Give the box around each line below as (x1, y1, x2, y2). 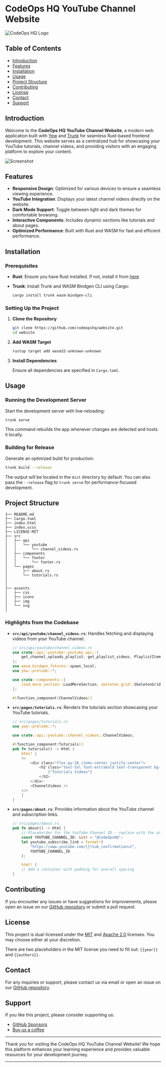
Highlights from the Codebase (5, 619, 79, 626)
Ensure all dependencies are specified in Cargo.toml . (12, 367, 120, 373)
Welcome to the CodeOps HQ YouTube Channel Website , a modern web (5, 127, 154, 133)
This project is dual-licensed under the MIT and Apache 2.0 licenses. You (5, 931, 155, 937)
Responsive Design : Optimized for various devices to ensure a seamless (12, 186, 161, 192)
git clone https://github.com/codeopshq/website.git (12, 326, 124, 331)
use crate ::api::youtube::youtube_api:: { (12, 650, 99, 655)
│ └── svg (5, 603, 30, 608)
